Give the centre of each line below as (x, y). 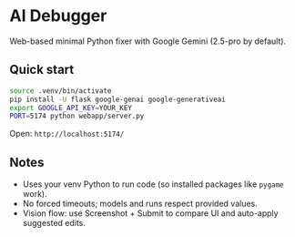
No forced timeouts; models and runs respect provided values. (140, 204)
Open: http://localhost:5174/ (67, 134)
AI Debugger (58, 16)
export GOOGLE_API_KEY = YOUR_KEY (71, 108)
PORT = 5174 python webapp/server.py (77, 116)
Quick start (42, 70)
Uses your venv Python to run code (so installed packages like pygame (153, 184)
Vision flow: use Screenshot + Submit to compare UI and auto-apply (151, 213)
